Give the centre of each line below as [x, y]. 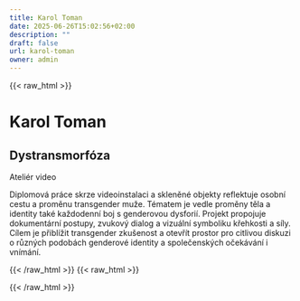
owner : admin [34, 60]
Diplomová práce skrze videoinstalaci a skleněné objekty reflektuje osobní [148, 194]
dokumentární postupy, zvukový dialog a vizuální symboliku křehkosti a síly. [150, 223]
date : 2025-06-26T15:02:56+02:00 [72, 26]
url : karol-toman [42, 52]
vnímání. [25, 252]
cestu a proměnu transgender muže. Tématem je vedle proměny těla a [140, 204]
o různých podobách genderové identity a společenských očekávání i [139, 242]
